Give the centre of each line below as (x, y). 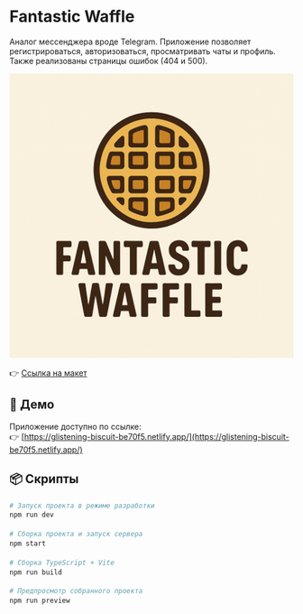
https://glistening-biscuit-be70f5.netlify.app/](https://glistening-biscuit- (157, 436)
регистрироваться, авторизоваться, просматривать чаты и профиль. (143, 51)
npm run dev (32, 515)
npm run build (36, 572)
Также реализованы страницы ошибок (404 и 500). (109, 60)
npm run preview (40, 601)
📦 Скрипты (44, 479)
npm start (28, 544)
